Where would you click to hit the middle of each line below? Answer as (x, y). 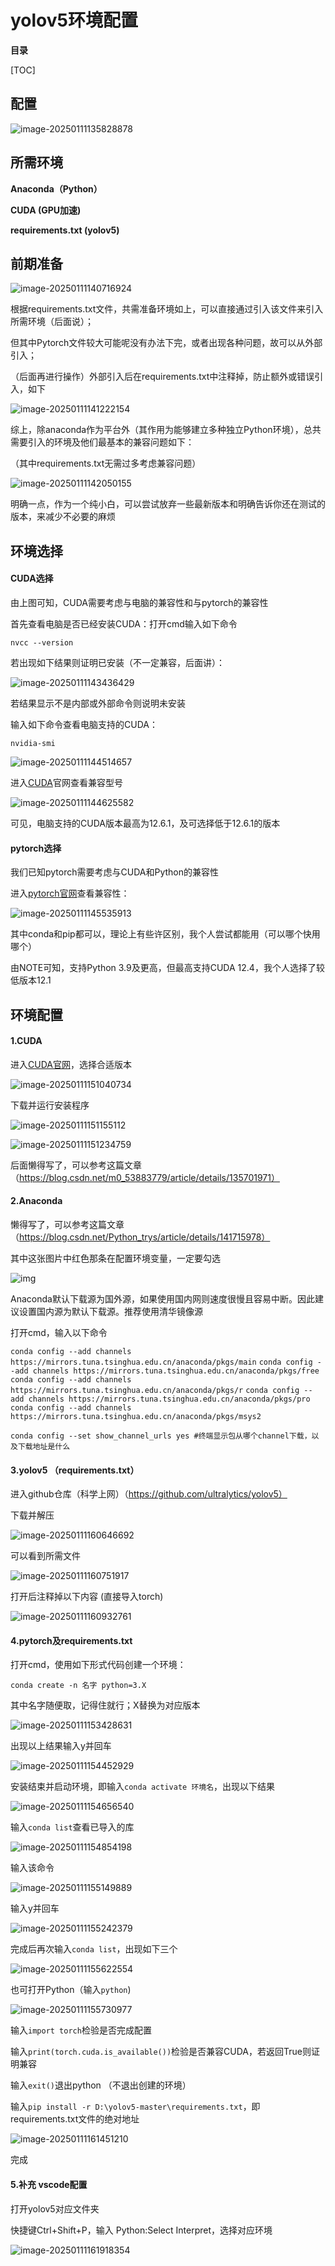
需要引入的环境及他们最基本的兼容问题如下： (102, 442)
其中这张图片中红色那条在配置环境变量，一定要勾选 (115, 1258)
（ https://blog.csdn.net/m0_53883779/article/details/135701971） (145, 1177)
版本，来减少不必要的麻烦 (63, 517)
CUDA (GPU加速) (46, 210)
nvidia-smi (33, 743)
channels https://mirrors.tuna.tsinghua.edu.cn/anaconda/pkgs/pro (169, 1399)
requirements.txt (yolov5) (65, 230)
